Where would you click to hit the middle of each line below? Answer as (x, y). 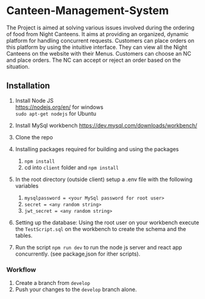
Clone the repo (34, 137)
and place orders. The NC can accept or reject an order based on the (94, 60)
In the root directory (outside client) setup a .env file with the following (104, 179)
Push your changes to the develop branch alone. (76, 290)
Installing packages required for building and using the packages (97, 149)
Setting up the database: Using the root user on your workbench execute (107, 222)
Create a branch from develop (53, 283)
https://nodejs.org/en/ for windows (59, 107)
